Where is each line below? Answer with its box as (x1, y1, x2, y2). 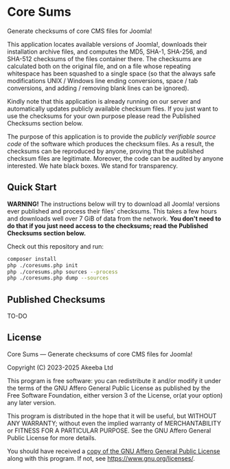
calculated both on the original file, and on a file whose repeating (7, 62, 191, 70)
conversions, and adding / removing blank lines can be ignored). (7, 84, 189, 92)
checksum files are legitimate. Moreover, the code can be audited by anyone (7, 154, 224, 162)
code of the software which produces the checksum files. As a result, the (7, 139, 215, 148)
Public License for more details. (7, 433, 97, 442)
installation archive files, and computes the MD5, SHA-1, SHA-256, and (7, 47, 207, 56)
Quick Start (7, 181, 57, 193)
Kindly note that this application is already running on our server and (7, 97, 201, 105)
